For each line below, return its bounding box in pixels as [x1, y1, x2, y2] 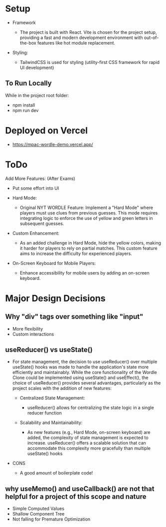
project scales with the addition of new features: [12, 385, 112, 391]
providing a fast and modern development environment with [19, 34, 143, 40]
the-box [19, 39, 36, 45]
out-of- [144, 34, 159, 40]
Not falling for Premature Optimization [12, 516, 91, 522]
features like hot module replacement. [37, 39, 116, 45]
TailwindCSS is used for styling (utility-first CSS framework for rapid [19, 59, 160, 65]
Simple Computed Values [12, 505, 65, 511]
